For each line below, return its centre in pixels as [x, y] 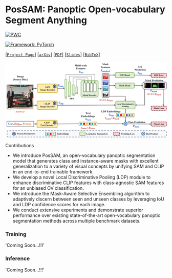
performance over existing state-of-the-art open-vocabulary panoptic [87, 215]
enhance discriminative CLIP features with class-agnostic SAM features [88, 183]
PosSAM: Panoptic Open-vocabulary [85, 9]
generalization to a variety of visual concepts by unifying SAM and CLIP [88, 166]
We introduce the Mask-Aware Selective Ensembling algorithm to [81, 194]
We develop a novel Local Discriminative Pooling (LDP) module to [82, 177]
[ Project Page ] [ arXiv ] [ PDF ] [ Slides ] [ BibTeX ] [53, 54]
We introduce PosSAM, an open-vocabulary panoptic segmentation [84, 155]
